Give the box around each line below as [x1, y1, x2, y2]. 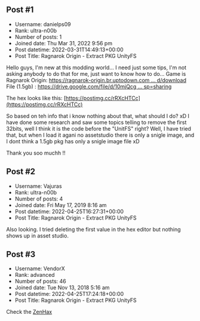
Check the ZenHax [6, 308, 53, 316]
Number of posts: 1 [14, 33, 62, 41]
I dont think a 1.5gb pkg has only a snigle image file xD [6, 137, 140, 145]
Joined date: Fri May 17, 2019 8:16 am [14, 201, 107, 208]
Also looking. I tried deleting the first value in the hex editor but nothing [6, 226, 181, 233]
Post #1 [6, 5, 34, 15]
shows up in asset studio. [6, 232, 69, 239]
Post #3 [6, 249, 36, 260]
